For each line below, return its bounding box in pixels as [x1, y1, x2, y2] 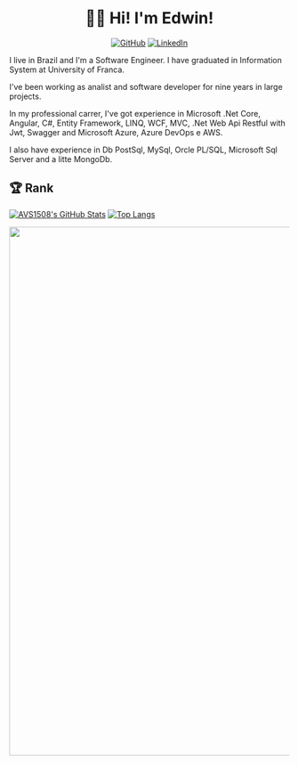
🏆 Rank [9, 181, 54, 196]
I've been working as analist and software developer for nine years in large [9, 81, 283, 92]
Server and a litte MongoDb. [9, 153, 113, 164]
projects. [9, 91, 42, 102]
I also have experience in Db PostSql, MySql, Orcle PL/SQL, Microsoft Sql [9, 144, 278, 155]
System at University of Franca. [9, 64, 125, 75]
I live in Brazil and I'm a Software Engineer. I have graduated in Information [9, 54, 282, 65]
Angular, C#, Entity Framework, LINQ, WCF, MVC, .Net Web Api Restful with [9, 118, 286, 128]
